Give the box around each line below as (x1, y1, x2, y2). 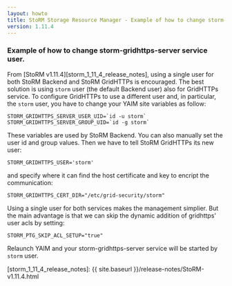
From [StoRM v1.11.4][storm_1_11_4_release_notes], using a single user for (7, 70, 214, 78)
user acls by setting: (7, 218, 65, 227)
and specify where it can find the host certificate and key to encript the (7, 171, 209, 180)
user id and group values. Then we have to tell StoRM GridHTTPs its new (7, 138, 214, 146)
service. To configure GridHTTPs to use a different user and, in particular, (7, 92, 216, 100)
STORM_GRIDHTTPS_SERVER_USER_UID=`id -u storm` (7, 113, 147, 120)
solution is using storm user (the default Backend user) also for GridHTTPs (7, 84, 219, 93)
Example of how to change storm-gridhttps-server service (7, 46, 208, 55)
